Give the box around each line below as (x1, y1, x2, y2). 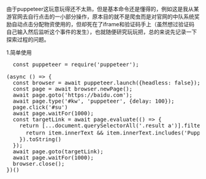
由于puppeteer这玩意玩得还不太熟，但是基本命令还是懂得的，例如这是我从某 (6, 5, 199, 12)
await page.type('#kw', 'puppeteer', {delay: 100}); (12, 98, 175, 104)
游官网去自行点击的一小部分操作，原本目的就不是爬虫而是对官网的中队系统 (6, 13, 194, 20)
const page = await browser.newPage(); (12, 86, 133, 92)
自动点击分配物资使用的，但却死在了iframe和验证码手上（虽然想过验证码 (11, 21, 195, 27)
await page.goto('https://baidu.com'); (12, 92, 133, 98)
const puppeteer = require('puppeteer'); (12, 61, 139, 68)
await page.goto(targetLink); (12, 148, 104, 155)
